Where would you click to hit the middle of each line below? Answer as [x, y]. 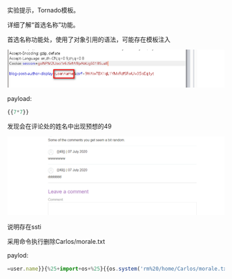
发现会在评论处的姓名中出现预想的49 [59, 126]
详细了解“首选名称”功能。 [43, 25]
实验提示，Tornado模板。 [43, 10]
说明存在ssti [24, 227]
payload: [20, 98]
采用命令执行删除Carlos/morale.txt [56, 242]
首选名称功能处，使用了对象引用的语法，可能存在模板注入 [89, 39]
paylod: [18, 256]
